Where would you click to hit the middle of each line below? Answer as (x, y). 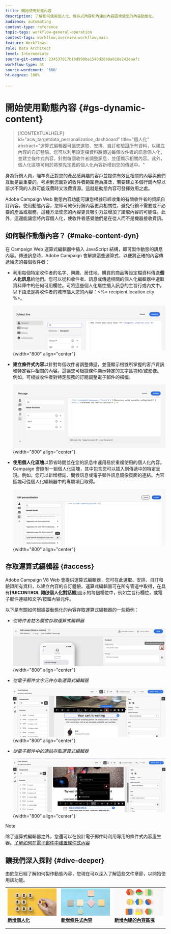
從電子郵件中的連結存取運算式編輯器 (51, 751)
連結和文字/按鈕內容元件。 (46, 599)
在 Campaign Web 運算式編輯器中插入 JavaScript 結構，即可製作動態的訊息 (84, 249)
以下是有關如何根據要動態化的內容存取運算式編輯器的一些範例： (72, 610)
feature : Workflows (26, 43)
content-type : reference (32, 27)
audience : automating (28, 21)
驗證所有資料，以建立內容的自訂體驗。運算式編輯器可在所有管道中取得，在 (83, 586)
